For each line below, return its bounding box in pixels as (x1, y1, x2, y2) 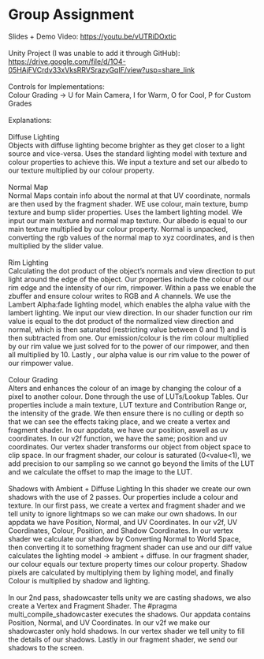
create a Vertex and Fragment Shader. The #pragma (8, 601, 177, 610)
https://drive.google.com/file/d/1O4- (8, 57, 126, 66)
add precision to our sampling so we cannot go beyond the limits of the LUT (8, 459, 255, 468)
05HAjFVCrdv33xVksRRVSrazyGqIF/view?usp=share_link (8, 65, 195, 74)
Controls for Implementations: (8, 81, 105, 91)
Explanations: (8, 115, 53, 125)
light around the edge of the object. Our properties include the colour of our (8, 274, 255, 284)
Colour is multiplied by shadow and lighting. (8, 575, 151, 585)
